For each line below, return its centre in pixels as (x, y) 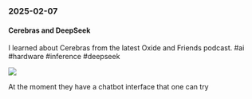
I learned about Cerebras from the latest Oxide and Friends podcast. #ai (126, 48)
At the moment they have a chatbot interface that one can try (108, 87)
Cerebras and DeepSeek (49, 30)
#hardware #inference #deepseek (64, 57)
